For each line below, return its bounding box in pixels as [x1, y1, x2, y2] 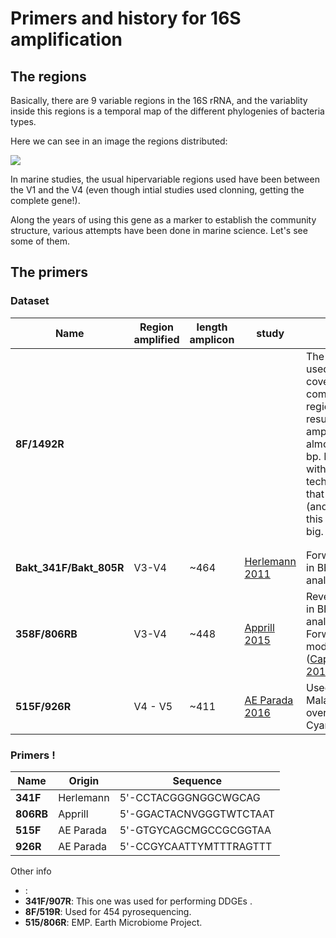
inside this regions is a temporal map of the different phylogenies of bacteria [10, 105, 325, 117]
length [196, 320, 228, 334]
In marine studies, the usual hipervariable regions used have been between [10, 173, 320, 185]
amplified [133, 332, 180, 346]
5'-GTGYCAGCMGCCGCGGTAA [119, 823, 272, 837]
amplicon [189, 332, 235, 346]
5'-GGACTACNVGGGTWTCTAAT [119, 807, 275, 821]
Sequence [172, 773, 223, 787]
